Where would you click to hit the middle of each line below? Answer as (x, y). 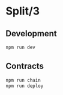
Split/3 (23, 11)
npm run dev (20, 47)
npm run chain (23, 80)
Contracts (25, 66)
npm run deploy (25, 86)
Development (31, 34)
